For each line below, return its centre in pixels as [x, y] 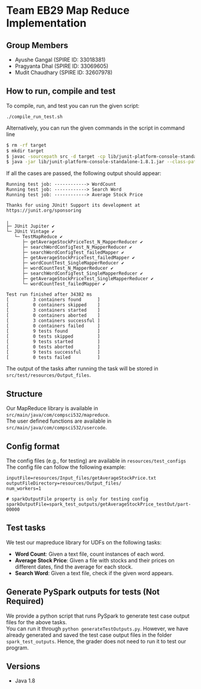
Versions [23, 666]
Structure [25, 394]
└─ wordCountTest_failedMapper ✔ [64, 284]
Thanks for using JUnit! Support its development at [73, 205]
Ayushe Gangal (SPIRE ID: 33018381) [60, 60]
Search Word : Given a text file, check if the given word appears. [94, 573]
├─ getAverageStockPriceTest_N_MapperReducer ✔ [83, 242]
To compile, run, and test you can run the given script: [73, 106]
